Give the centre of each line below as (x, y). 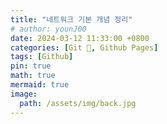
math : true (33, 76)
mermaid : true (40, 85)
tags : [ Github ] (42, 57)
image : (24, 94)
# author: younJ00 (48, 29)
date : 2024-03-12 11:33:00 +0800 (80, 38)
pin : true (31, 66)
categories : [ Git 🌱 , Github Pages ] (84, 47)
